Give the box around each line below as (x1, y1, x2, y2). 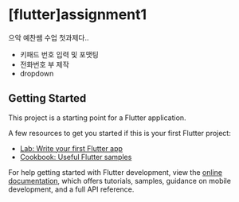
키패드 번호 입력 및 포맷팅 (19, 49, 100, 59)
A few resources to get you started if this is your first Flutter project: (8, 128, 231, 138)
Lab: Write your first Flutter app (19, 143, 123, 153)
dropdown (19, 68, 54, 78)
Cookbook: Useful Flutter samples (19, 152, 132, 161)
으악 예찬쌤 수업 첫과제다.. (8, 33, 89, 42)
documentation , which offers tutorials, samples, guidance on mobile (8, 176, 231, 185)
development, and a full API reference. (8, 185, 135, 194)
